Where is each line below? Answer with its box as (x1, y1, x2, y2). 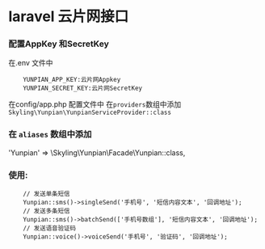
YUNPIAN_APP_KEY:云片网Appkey (23, 76, 121, 84)
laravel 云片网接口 (8, 7, 129, 26)
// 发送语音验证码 (23, 224, 77, 233)
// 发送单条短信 (23, 190, 70, 198)
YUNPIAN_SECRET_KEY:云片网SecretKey (23, 84, 143, 93)
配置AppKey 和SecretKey (8, 38, 109, 49)
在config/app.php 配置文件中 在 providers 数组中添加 (8, 99, 182, 109)
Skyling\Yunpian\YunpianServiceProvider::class (8, 108, 172, 117)
